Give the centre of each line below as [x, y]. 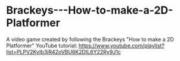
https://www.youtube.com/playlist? [122, 46]
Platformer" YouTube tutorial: [42, 46]
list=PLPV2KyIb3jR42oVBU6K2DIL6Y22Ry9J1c [63, 52]
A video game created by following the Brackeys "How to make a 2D [90, 39]
